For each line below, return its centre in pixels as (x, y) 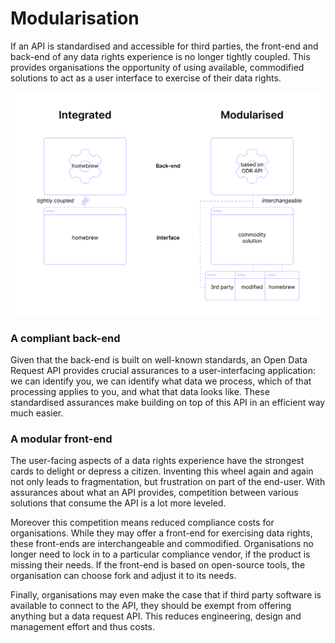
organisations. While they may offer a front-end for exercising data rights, (161, 533)
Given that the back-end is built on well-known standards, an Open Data (159, 360)
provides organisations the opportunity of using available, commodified (157, 67)
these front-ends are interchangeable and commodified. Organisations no (162, 544)
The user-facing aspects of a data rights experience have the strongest (157, 461)
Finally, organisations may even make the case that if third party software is (166, 595)
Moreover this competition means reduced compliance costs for (142, 523)
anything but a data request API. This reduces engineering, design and (156, 616)
